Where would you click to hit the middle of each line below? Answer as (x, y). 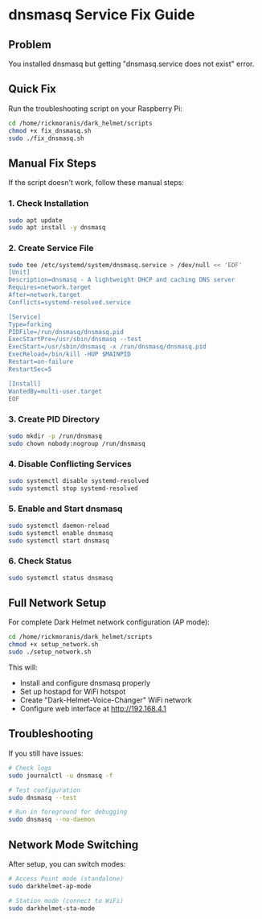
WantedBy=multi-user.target (55, 391)
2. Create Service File (51, 249)
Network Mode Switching (74, 845)
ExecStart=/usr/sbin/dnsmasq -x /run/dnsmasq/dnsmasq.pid (107, 347)
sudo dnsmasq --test (43, 797)
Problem (30, 45)
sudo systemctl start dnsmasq (59, 541)
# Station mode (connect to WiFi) (66, 900)
